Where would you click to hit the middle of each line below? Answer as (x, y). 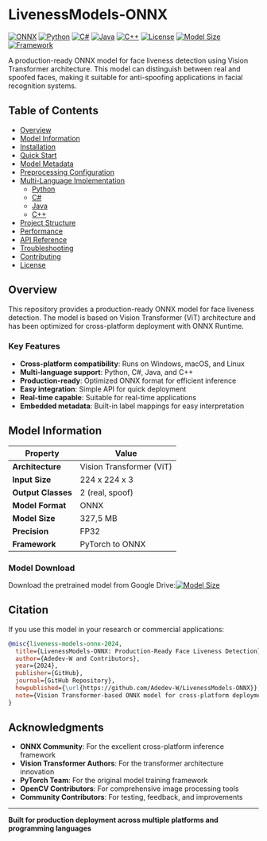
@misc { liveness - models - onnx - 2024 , (66, 644)
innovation (37, 772)
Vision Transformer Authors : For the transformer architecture (122, 763)
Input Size (32, 480)
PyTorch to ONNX (113, 544)
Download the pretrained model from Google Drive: (92, 584)
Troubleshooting (46, 248)
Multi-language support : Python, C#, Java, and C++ (106, 372)
